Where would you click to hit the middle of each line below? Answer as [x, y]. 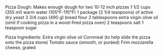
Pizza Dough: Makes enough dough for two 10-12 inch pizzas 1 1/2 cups [78, 7]
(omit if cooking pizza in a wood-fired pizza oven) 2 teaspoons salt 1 [74, 22]
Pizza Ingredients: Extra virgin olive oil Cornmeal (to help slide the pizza [78, 37]
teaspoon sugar [21, 28]
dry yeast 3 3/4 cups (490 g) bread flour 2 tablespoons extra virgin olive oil [82, 17]
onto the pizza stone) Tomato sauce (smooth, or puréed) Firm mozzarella [79, 42]
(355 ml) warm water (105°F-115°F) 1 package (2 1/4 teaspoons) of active [79, 12]
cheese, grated [20, 47]
